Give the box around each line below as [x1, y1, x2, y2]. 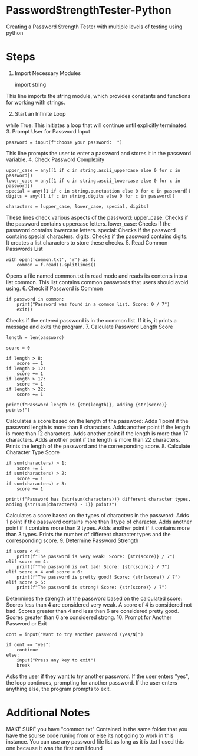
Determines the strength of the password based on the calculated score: [6, 595, 183, 602]
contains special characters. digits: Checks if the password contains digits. [6, 233, 188, 240]
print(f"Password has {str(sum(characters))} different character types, [6, 496, 192, 502]
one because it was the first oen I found [6, 744, 103, 751]
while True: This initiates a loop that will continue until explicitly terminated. [6, 122, 188, 129]
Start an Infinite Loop [14, 110, 66, 117]
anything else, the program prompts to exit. [6, 685, 111, 692]
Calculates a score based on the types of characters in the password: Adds [6, 511, 189, 519]
